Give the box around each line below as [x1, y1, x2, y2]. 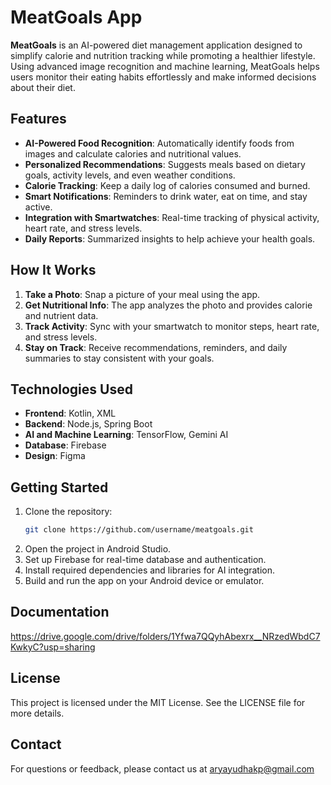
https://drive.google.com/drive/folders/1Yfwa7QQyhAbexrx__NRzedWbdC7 [10, 630, 321, 642]
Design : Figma [24, 450, 86, 462]
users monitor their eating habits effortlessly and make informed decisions [10, 71, 317, 83]
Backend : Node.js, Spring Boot [24, 418, 153, 430]
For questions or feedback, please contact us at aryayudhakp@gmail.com [10, 762, 315, 775]
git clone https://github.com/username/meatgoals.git [24, 525, 254, 535]
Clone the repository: [24, 506, 113, 518]
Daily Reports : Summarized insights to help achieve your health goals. [24, 232, 316, 245]
